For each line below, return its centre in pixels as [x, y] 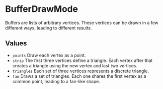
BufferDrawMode [41, 9]
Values [16, 44]
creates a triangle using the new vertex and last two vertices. [75, 65]
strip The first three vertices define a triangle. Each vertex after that [82, 60]
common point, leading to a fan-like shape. [56, 81]
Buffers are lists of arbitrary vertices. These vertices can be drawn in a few [82, 23]
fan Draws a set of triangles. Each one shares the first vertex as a [79, 76]
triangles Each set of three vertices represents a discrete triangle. [81, 71]
